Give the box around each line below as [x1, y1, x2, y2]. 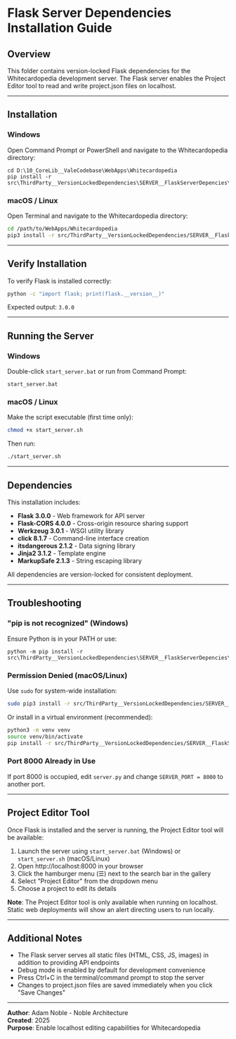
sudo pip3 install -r [7, 700, 71, 707]
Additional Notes [7, 932, 83, 944]
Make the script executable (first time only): [7, 413, 133, 422]
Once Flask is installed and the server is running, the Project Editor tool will [7, 825, 223, 834]
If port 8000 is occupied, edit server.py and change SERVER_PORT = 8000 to [7, 772, 223, 780]
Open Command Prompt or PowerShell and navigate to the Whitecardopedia [7, 146, 228, 154]
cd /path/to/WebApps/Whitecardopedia [7, 225, 118, 232]
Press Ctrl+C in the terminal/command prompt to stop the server [17, 973, 205, 982]
